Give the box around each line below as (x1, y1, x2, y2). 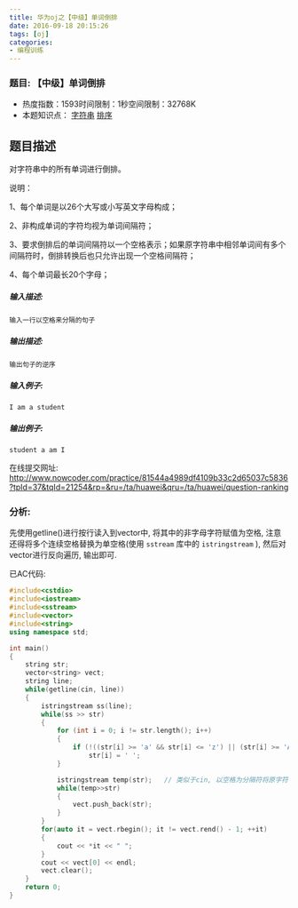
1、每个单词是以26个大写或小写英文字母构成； (9, 202, 177, 212)
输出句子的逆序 (9, 361, 56, 370)
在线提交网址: (9, 463, 59, 474)
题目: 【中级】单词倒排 (9, 77, 106, 90)
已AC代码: (9, 569, 46, 579)
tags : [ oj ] (9, 29, 50, 38)
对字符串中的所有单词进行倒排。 (9, 163, 126, 174)
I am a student (9, 403, 66, 412)
